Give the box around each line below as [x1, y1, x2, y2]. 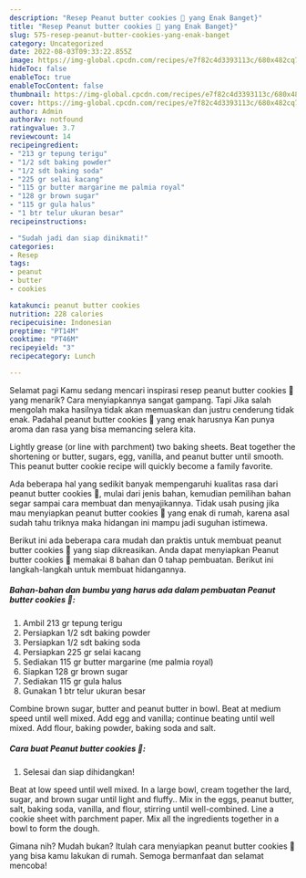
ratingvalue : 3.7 [9, 124, 76, 133]
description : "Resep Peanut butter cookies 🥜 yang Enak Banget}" [9, 13, 262, 23]
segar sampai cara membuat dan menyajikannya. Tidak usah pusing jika [9, 497, 280, 508]
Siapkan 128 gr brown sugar [22, 665, 128, 676]
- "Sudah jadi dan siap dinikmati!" [9, 234, 148, 243]
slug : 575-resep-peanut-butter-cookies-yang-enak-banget [9, 30, 230, 39]
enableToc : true [9, 73, 71, 82]
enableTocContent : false [9, 81, 104, 90]
